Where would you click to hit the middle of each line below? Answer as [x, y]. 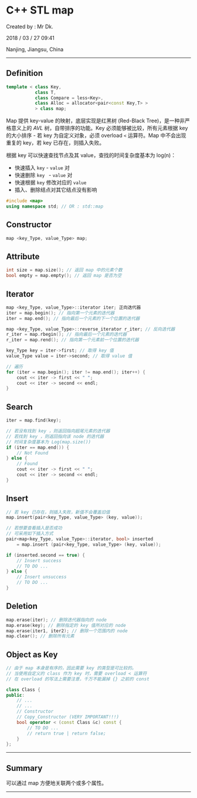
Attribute [23, 256]
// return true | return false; [67, 733]
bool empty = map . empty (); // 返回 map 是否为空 [64, 276]
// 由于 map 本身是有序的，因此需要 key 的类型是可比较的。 [71, 668]
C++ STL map [40, 10]
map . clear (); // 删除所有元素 [40, 636]
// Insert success [39, 560]
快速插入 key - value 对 [42, 168]
